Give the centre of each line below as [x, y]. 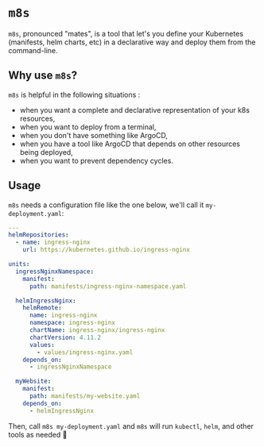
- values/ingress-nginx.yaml [85, 352]
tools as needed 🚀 [38, 434]
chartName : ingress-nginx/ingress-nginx [97, 330]
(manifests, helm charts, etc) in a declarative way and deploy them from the [132, 42]
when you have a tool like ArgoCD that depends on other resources [130, 144]
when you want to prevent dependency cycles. [96, 160]
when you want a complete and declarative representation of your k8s [135, 110]
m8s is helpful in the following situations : [74, 94]
